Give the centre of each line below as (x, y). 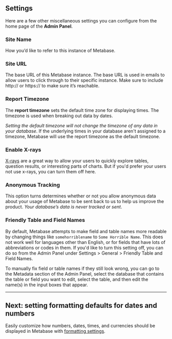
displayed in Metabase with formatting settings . (56, 331)
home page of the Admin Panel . (39, 26)
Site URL (16, 64)
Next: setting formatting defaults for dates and (81, 306)
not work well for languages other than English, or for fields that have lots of (85, 242)
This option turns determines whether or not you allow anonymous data (81, 196)
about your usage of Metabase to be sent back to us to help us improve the (85, 201)
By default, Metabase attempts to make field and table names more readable (86, 231)
